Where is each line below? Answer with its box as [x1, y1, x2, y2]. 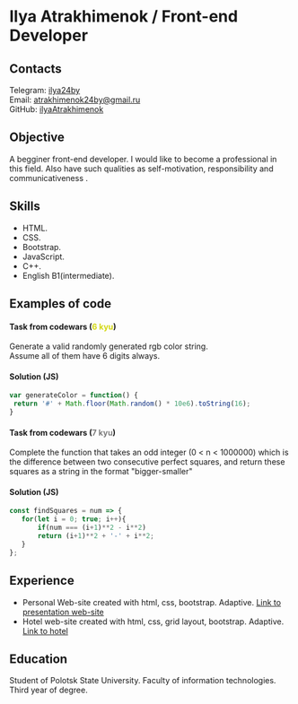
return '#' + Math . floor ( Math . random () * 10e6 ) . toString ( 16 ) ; [13, 399, 251, 409]
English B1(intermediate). [22, 270, 115, 281]
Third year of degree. [9, 684, 88, 696]
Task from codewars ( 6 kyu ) [9, 321, 117, 332]
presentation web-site [22, 606, 105, 617]
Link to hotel [22, 625, 69, 636]
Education [9, 651, 68, 666]
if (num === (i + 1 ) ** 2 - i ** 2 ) [37, 523, 146, 533]
